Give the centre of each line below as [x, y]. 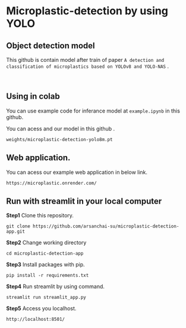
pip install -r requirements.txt [48, 276]
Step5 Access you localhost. [41, 308]
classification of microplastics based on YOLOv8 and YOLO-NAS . [88, 66]
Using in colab [33, 96]
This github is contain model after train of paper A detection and [85, 60]
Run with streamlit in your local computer [84, 202]
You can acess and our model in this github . [61, 129]
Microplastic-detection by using [87, 11]
